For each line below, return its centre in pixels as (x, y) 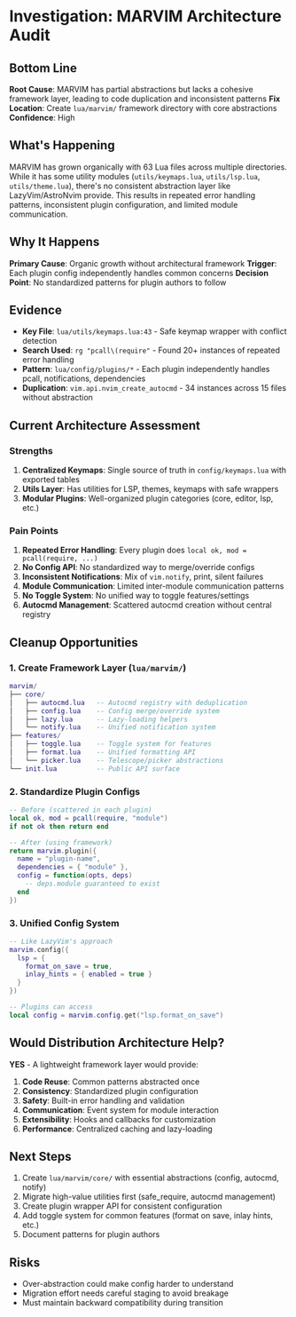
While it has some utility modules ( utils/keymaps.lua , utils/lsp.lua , (135, 176)
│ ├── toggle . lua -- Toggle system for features (111, 744)
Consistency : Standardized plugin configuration (110, 1091)
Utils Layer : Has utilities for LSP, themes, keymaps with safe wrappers (150, 489)
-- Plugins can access (51, 1007)
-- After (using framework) (61, 842)
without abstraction (57, 398)
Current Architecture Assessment (105, 425)
